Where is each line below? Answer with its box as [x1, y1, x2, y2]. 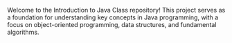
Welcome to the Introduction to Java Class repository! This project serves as [7, 6, 226, 14]
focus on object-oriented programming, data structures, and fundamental [7, 21, 217, 28]
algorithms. [7, 28, 39, 36]
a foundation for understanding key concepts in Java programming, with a [7, 13, 219, 21]
